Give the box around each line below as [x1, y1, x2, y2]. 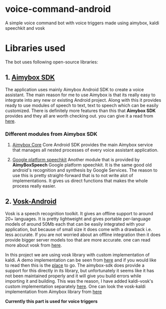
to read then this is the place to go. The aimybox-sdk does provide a [5, 262, 145, 268]
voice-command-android [5, 3, 111, 15]
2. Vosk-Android [5, 197, 57, 206]
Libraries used [5, 43, 65, 54]
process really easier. [12, 183, 56, 189]
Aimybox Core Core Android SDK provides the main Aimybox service [12, 141, 153, 147]
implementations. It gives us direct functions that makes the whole [12, 178, 148, 184]
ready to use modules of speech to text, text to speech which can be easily [5, 102, 159, 108]
